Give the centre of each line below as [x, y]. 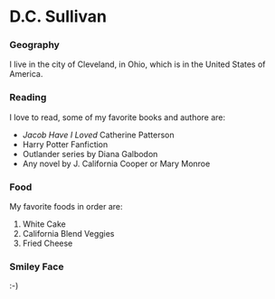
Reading [28, 98]
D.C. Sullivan [58, 17]
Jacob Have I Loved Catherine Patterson [98, 135]
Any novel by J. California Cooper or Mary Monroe [116, 164]
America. [26, 74]
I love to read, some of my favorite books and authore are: [118, 117]
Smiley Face [37, 266]
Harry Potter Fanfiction [65, 144]
